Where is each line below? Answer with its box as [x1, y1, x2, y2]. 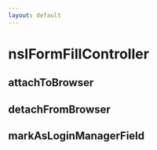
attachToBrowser [8, 76, 94, 90]
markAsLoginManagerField [8, 129, 145, 142]
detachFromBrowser [8, 102, 111, 116]
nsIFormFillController [8, 45, 149, 62]
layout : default [8, 11, 61, 20]
